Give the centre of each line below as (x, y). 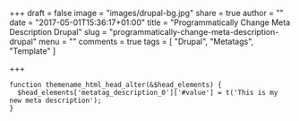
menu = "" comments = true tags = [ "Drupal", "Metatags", (146, 41)
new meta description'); (56, 100)
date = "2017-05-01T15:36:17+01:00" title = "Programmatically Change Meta (150, 22)
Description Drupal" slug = (58, 32)
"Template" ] (33, 51)
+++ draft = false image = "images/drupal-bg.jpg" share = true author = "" (146, 13)
